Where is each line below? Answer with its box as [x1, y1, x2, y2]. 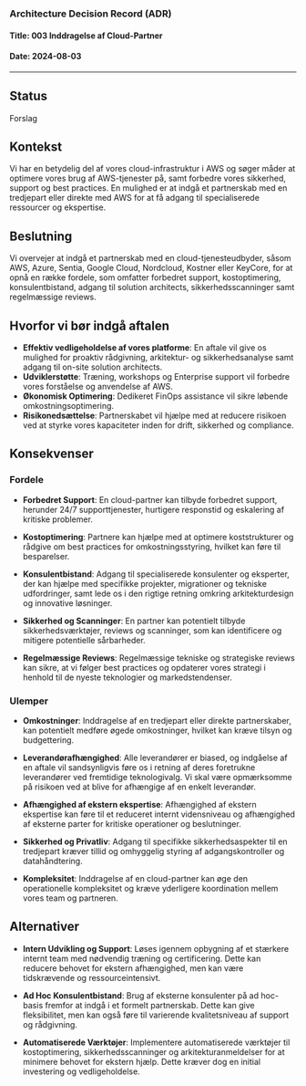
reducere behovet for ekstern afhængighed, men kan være [22, 962, 244, 974]
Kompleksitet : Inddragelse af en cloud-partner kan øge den [22, 872, 249, 883]
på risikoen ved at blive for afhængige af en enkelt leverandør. [22, 781, 257, 792]
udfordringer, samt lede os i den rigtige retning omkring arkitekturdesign [22, 588, 294, 599]
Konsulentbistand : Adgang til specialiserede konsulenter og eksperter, [22, 569, 290, 580]
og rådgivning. [22, 1018, 77, 1029]
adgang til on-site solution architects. [22, 361, 163, 372]
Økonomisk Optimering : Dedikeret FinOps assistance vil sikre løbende [22, 391, 289, 402]
